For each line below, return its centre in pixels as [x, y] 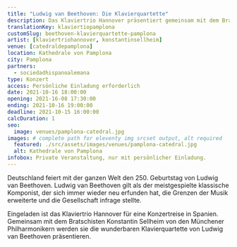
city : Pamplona [30, 60]
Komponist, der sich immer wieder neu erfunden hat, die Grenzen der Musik [118, 192]
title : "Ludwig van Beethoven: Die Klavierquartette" [88, 14]
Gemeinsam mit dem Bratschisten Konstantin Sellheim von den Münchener [116, 221]
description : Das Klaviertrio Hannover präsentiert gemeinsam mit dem [113, 20]
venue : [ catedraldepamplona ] [50, 46]
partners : [22, 66]
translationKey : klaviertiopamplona [61, 27]
